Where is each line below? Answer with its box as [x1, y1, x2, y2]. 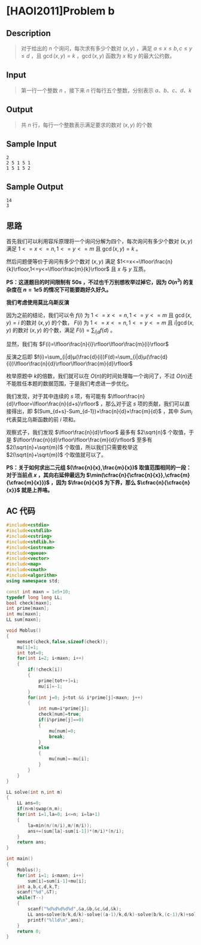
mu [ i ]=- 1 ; [38, 683, 63, 689]
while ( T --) [17, 895, 44, 901]
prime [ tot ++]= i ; [38, 677, 79, 684]
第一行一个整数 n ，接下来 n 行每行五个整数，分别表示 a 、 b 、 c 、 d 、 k [20, 86, 192, 94]
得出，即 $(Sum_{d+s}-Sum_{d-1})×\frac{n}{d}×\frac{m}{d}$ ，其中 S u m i [11, 407, 193, 416]
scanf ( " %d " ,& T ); [17, 889, 58, 895]
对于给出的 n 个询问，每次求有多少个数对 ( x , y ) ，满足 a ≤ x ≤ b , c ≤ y [20, 45, 193, 52]
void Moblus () [6, 627, 42, 633]
